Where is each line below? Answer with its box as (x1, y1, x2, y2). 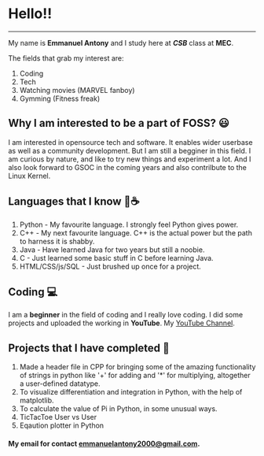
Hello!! (8, 5, 53, 23)
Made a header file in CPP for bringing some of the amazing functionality (19, 362, 256, 372)
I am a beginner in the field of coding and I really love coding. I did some (8, 310, 244, 320)
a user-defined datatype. (19, 379, 101, 388)
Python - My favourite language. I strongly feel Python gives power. (19, 220, 239, 229)
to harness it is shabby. (19, 236, 95, 246)
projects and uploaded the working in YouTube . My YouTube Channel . (8, 318, 236, 328)
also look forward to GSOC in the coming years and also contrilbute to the (8, 162, 247, 172)
